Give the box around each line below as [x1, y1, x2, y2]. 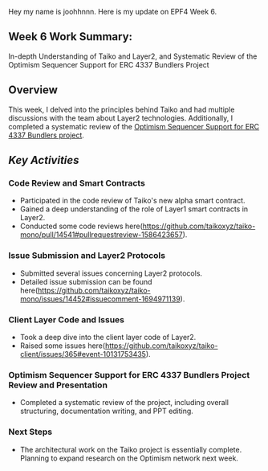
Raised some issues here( [19, 341, 106, 350]
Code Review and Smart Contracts [8, 177, 146, 188]
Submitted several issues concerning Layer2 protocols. [19, 268, 203, 278]
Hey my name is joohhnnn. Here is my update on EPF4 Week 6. [8, 7, 217, 16]
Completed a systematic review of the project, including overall [19, 398, 229, 408]
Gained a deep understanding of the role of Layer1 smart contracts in [19, 204, 249, 214]
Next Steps [8, 426, 53, 437]
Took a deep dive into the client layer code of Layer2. [19, 332, 197, 342]
